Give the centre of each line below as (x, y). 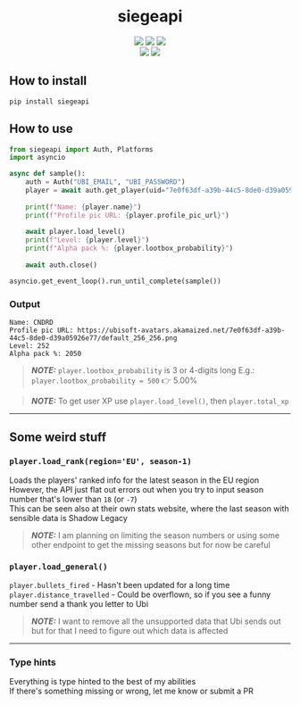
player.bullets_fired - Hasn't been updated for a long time (120, 585)
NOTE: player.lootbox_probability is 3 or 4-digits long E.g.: (143, 370)
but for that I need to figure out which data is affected (129, 630)
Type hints (33, 662)
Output (25, 303)
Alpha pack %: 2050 (46, 353)
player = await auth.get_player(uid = (96, 191)
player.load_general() (58, 567)
